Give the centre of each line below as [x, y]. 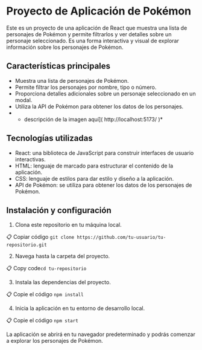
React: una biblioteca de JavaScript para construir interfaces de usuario [104, 153]
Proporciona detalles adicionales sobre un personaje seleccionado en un [105, 93]
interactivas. [30, 159]
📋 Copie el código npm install [45, 294]
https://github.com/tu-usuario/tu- [122, 238]
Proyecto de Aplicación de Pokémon [99, 11]
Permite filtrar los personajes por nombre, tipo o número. [86, 87]
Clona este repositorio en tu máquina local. [68, 225]
